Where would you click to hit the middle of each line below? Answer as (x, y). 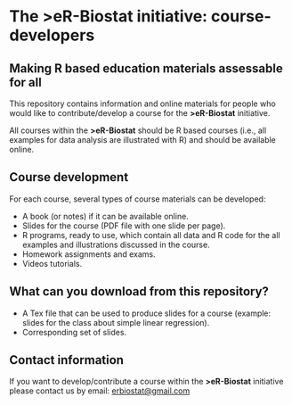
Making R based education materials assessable (146, 68)
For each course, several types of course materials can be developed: (138, 199)
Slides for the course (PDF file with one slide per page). (124, 226)
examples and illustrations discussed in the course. (116, 244)
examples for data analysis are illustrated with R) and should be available (142, 140)
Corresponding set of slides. (74, 332)
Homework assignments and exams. (89, 254)
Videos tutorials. (52, 263)
